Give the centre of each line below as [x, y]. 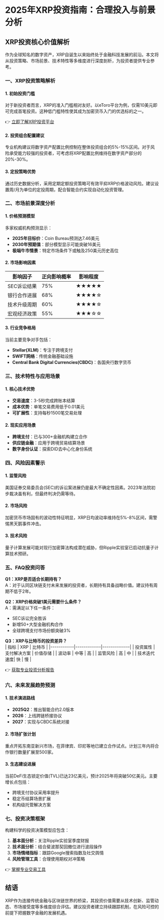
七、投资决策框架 [25, 819]
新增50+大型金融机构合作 [38, 625]
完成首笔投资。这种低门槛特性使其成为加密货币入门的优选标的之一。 [78, 111]
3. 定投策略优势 [20, 171]
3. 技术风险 [16, 536]
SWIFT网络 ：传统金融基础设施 [42, 356]
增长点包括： [18, 782]
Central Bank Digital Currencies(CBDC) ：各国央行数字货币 [72, 363]
